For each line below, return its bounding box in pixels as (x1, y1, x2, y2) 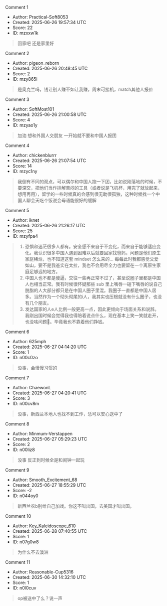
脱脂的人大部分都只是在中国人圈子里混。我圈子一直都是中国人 (24, 287, 152, 293)
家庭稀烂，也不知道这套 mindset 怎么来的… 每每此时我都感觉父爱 (24, 256, 159, 262)
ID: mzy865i (12, 76, 37, 82)
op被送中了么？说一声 (17, 595, 62, 601)
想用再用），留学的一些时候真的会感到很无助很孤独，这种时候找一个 (17, 191, 156, 197)
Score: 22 (12, 25, 33, 31)
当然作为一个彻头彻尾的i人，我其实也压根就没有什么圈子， (33, 293, 153, 299)
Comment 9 (5, 467, 29, 473)
